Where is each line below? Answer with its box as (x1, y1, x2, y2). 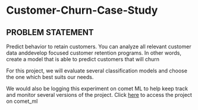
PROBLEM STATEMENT (6, 27, 94, 37)
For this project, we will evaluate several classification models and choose (6, 67, 187, 74)
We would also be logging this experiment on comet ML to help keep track (6, 85, 188, 92)
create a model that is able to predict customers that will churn (6, 56, 159, 62)
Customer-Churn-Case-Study (6, 4, 158, 17)
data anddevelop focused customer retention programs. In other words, (6, 49, 181, 56)
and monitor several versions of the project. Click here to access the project (6, 92, 192, 98)
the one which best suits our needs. (6, 74, 94, 80)
